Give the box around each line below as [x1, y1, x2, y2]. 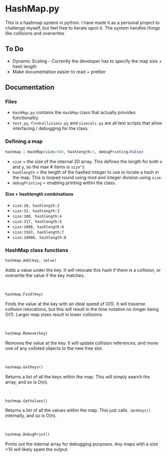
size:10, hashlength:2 [12, 203, 60, 208]
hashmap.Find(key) [5, 291, 43, 297]
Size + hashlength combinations [5, 191, 74, 197]
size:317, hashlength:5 [12, 219, 62, 224]
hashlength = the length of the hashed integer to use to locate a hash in [12, 169, 159, 175]
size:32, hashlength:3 [12, 208, 60, 213]
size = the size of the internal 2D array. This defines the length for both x [12, 158, 163, 164]
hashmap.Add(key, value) [5, 258, 57, 263]
